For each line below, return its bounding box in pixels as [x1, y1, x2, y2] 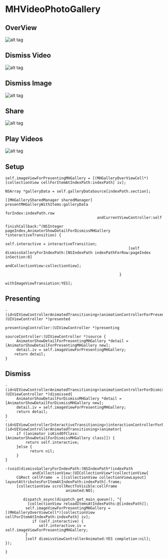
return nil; [29, 448, 55, 454]
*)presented [45, 317, 70, 322]
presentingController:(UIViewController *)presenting [5, 325, 120, 330]
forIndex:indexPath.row [5, 211, 55, 216]
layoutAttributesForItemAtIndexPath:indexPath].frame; [5, 479, 122, 484]
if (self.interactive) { [31, 518, 84, 524]
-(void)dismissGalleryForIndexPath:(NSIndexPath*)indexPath [5, 466, 133, 471]
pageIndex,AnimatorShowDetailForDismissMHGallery [5, 228, 111, 233]
